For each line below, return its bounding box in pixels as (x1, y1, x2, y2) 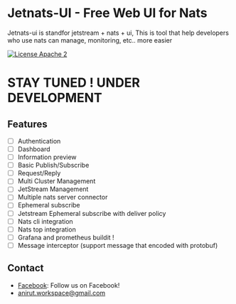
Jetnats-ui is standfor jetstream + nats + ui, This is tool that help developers (7, 28, 230, 37)
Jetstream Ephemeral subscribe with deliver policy (17, 209, 166, 217)
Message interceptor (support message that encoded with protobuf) (17, 241, 218, 249)
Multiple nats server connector (17, 193, 108, 202)
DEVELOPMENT (7, 90, 103, 106)
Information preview (17, 153, 77, 161)
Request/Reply (17, 169, 61, 178)
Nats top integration (17, 225, 76, 234)
